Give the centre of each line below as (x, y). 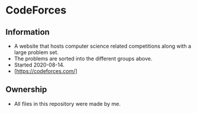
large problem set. (36, 52)
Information (28, 32)
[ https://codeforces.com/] (46, 71)
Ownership (26, 90)
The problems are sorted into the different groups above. (83, 59)
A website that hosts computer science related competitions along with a (103, 46)
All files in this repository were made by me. (67, 104)
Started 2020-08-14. (39, 65)
